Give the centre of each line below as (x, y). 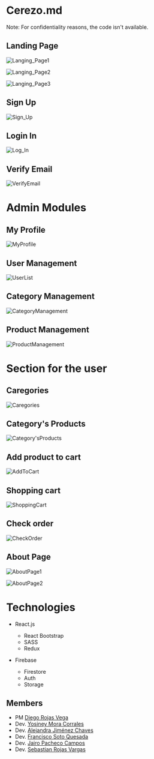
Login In (22, 136)
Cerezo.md (34, 10)
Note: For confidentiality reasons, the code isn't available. (77, 27)
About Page (28, 557)
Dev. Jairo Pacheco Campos (50, 743)
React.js (25, 624)
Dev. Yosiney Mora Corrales (49, 724)
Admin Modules (46, 208)
